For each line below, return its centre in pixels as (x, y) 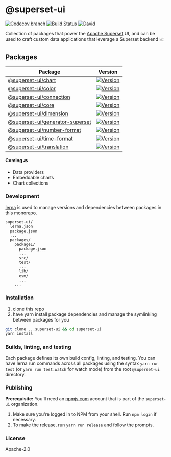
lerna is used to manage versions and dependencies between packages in (83, 208)
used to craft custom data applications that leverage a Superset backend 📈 (85, 39)
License (15, 438)
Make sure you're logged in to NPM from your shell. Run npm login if (84, 414)
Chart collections (31, 183)
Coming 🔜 (17, 161)
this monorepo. (21, 213)
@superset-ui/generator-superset (50, 122)
